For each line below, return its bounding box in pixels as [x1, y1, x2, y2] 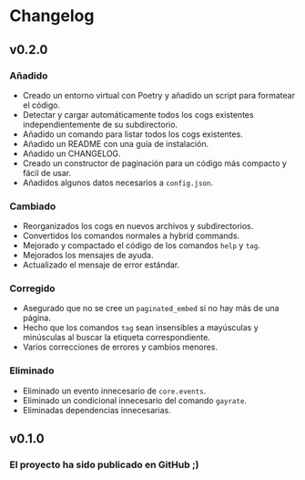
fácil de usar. [22, 167, 71, 178]
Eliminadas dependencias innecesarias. [22, 404, 171, 415]
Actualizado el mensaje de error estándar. [22, 259, 180, 270]
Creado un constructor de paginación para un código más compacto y [22, 157, 287, 169]
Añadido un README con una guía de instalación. [22, 138, 209, 149]
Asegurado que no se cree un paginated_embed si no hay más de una [22, 303, 280, 314]
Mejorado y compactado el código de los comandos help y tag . [22, 240, 261, 251]
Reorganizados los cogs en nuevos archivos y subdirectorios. [22, 221, 254, 232]
